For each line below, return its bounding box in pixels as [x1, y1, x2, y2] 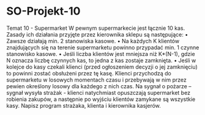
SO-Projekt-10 [6, 4, 81, 18]
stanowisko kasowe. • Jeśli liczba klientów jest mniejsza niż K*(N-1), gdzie [6, 50, 195, 57]
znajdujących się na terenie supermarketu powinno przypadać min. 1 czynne [6, 44, 199, 51]
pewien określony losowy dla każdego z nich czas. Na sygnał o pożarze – [6, 82, 192, 89]
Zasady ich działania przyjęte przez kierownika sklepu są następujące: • [6, 30, 188, 38]
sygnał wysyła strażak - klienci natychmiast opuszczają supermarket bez [6, 89, 191, 96]
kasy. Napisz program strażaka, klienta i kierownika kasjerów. [6, 102, 161, 109]
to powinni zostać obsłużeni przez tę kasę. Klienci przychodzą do [6, 69, 171, 77]
